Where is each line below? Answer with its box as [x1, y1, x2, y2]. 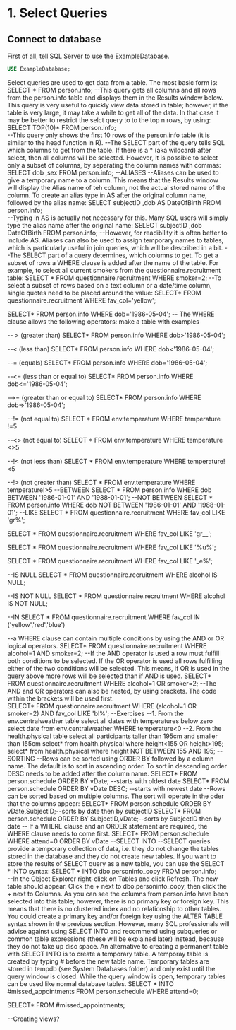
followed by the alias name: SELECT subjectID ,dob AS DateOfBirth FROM [7, 198, 221, 206]
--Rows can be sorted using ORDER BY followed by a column [36, 754, 214, 763]
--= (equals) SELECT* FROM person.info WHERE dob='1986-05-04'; [7, 358, 208, 367]
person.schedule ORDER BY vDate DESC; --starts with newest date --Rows [7, 784, 226, 792]
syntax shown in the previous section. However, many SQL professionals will [7, 919, 230, 927]
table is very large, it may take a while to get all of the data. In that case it [7, 108, 220, 117]
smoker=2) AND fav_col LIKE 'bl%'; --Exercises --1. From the [7, 709, 185, 718]
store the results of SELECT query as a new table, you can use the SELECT [7, 859, 225, 867]
